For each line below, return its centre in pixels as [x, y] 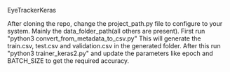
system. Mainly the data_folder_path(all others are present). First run [106, 31]
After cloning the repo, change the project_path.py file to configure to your [115, 23]
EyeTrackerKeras [32, 10]
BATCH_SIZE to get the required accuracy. [68, 61]
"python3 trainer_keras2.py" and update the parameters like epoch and [110, 53]
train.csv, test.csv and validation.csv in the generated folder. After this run [114, 46]
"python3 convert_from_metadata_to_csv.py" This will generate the [104, 38]
